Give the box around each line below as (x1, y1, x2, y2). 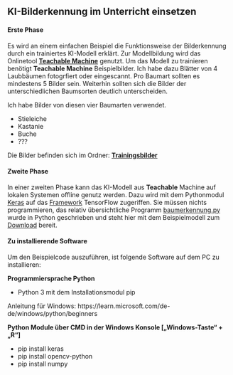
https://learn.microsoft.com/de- (77, 302, 170, 310)
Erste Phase (7, 25, 44, 34)
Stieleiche (17, 114, 48, 123)
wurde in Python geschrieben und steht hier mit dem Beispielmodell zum (7, 213, 220, 221)
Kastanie (17, 122, 44, 130)
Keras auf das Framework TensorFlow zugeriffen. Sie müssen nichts (7, 198, 207, 206)
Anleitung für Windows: (7, 302, 77, 310)
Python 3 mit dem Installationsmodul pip (17, 288, 136, 296)
